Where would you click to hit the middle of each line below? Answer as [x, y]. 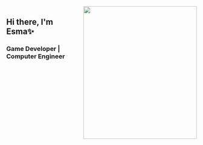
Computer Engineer [36, 56]
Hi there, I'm [30, 22]
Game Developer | [33, 49]
